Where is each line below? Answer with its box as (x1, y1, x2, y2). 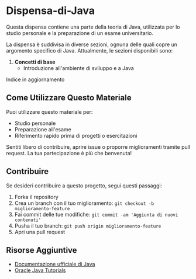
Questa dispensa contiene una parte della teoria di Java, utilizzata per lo (6, 23, 180, 30)
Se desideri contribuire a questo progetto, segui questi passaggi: (6, 182, 163, 189)
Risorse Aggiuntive (6, 245, 77, 255)
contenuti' (14, 217, 42, 223)
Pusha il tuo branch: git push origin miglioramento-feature (14, 222, 161, 229)
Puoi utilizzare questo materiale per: (6, 108, 93, 115)
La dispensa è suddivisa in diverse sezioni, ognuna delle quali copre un (6, 41, 177, 48)
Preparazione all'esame (14, 125, 72, 132)
